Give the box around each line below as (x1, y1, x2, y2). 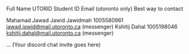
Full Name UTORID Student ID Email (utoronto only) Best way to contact (6, 5, 183, 12)
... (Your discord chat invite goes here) (6, 41, 101, 48)
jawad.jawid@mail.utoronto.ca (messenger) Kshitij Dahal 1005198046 (6, 23, 178, 30)
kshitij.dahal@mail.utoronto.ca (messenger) (6, 29, 114, 37)
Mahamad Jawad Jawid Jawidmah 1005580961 (6, 17, 124, 23)
